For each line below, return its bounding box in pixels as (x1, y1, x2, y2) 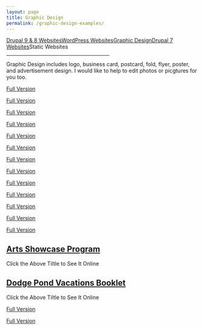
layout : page (6, 8, 39, 15)
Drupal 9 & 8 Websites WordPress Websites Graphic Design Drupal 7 (6, 37, 173, 44)
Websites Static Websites (6, 43, 68, 50)
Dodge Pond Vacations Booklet (6, 277, 126, 288)
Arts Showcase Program (6, 244, 101, 254)
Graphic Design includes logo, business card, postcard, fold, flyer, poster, (6, 61, 190, 68)
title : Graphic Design (6, 15, 64, 21)
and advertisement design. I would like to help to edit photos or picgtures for (6, 67, 198, 75)
